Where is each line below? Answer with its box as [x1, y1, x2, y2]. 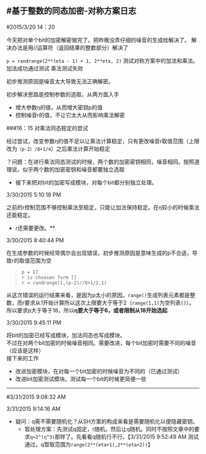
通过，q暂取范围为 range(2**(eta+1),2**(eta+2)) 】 [24, 441, 153, 448]
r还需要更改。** [15, 224, 56, 232]
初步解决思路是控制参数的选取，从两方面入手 [6, 91, 120, 98]
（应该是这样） [6, 347, 44, 354]
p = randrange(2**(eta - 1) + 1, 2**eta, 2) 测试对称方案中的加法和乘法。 [6, 57, 199, 64]
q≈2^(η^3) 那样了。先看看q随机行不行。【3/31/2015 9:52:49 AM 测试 [29, 433, 199, 440]
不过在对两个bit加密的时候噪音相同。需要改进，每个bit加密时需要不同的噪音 [6, 339, 197, 346]
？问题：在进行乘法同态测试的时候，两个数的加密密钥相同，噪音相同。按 [6, 158, 189, 165]
